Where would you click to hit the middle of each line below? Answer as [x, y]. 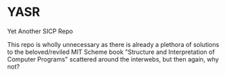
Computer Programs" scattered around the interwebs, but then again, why [113, 59]
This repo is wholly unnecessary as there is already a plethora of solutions [113, 44]
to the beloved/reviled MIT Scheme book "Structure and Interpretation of [111, 52]
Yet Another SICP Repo [40, 31]
